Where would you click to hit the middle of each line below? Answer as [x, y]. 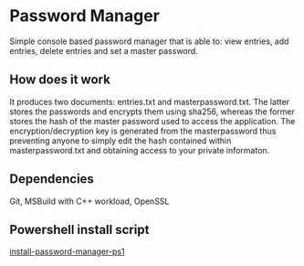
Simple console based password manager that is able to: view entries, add [149, 41]
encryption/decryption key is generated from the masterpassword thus [143, 131]
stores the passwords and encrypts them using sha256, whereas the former [152, 112]
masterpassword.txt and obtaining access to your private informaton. [140, 150]
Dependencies [52, 179]
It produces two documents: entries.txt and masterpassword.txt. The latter [150, 101]
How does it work [60, 80]
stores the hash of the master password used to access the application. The [152, 121]
